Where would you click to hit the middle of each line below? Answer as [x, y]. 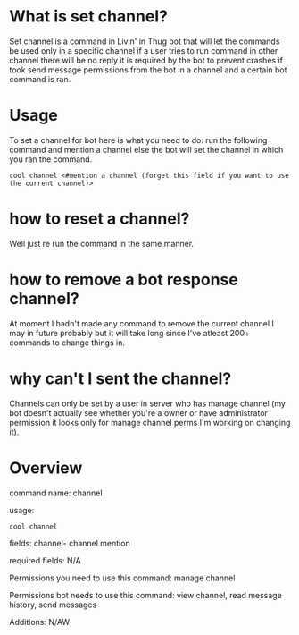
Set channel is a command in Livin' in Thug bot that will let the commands [145, 41]
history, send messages [53, 605]
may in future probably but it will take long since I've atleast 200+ [129, 333]
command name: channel [56, 493]
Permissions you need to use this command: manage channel [122, 578]
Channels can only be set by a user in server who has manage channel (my [147, 403]
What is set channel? [88, 17]
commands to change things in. [67, 343]
